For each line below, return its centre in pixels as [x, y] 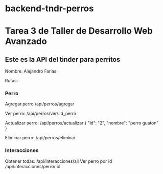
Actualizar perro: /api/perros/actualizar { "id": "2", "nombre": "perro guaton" [82, 123]
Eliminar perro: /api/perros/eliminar [40, 138]
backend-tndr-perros [49, 9]
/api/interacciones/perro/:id [33, 166]
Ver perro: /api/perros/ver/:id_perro [41, 114]
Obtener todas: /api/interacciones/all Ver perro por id [58, 161]
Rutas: [12, 81]
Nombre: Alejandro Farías [31, 71]
